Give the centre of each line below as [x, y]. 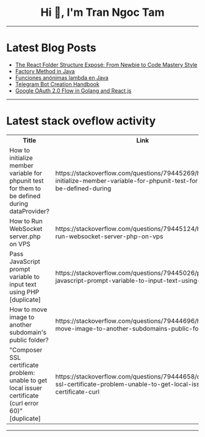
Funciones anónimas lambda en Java [62, 77]
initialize [21, 158]
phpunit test [27, 180]
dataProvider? [30, 211]
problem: [22, 372]
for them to [25, 188]
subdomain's [28, 332]
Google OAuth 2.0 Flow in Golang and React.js [73, 90]
